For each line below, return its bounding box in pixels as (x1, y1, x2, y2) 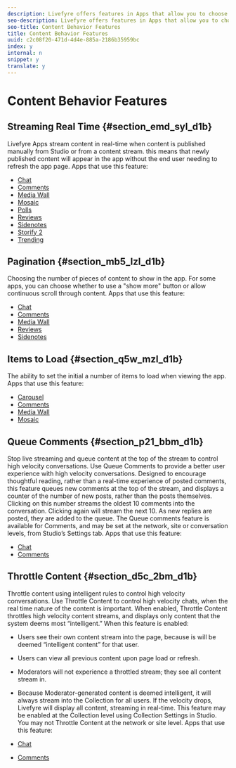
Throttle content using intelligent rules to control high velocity (7, 589, 185, 598)
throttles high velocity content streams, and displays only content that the (7, 611, 221, 620)
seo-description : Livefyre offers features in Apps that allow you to (7, 17, 218, 24)
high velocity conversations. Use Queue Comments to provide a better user (7, 462, 226, 471)
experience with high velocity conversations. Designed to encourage (7, 469, 206, 478)
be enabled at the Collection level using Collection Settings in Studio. (17, 711, 217, 719)
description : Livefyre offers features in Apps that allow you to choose (7, 10, 228, 18)
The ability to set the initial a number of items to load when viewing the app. (7, 372, 227, 380)
